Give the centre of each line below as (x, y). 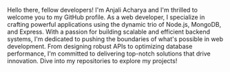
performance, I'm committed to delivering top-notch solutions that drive (109, 53)
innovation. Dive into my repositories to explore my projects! (92, 61)
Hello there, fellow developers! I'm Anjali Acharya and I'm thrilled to (103, 10)
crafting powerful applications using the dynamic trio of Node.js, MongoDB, (114, 24)
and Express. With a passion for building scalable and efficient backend (109, 32)
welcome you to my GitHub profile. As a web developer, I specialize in (106, 17)
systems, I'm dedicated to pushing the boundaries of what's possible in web (115, 39)
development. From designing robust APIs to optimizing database (100, 46)
